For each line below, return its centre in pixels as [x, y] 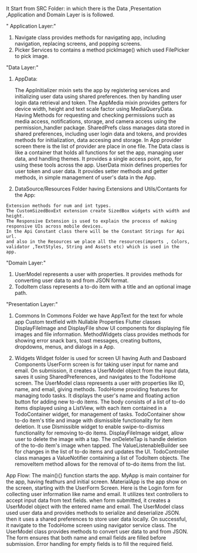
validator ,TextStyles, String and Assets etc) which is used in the [93, 247]
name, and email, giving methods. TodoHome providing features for [96, 389]
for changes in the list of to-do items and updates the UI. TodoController [102, 452]
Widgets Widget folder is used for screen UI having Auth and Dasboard [100, 358]
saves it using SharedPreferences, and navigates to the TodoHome [95, 377]
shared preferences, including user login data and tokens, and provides [101, 134]
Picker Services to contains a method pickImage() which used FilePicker [102, 50]
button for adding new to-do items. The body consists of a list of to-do [100, 402]
